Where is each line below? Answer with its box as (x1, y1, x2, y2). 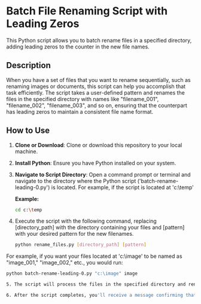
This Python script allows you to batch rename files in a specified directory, (6, 37, 192, 44)
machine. (14, 148, 38, 155)
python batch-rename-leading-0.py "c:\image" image (6, 270, 138, 276)
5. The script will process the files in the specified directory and (6, 281, 186, 288)
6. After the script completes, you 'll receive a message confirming (6, 292, 184, 299)
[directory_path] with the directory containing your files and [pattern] (14, 224, 185, 231)
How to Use (6, 126, 50, 136)
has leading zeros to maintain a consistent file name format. (6, 108, 154, 115)
